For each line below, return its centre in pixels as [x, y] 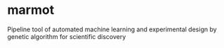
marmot [31, 10]
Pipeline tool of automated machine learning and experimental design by [112, 29]
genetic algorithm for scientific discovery [67, 36]
